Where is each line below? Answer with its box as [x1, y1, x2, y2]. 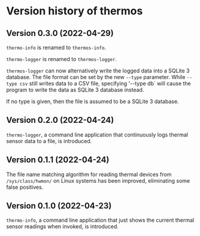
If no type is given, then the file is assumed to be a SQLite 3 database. [6, 98, 179, 105]
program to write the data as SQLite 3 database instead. [6, 86, 144, 93]
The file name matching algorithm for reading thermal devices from [6, 171, 172, 178]
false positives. [6, 183, 44, 190]
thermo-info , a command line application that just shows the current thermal [6, 217, 195, 224]
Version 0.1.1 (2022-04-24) [6, 155, 110, 165]
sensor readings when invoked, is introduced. [6, 223, 119, 230]
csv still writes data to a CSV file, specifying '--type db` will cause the [19, 80, 192, 87]
